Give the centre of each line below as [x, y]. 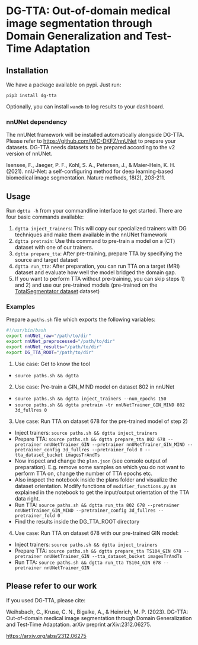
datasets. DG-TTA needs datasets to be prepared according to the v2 [91, 147]
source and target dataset [46, 260]
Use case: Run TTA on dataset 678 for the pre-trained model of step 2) [101, 421]
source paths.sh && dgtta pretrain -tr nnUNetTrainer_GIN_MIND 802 [100, 405]
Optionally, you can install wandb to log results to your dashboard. [85, 107]
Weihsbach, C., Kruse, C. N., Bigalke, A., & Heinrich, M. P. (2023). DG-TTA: [97, 612]
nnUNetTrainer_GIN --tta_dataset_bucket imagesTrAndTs [113, 556]
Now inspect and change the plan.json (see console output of [91, 461]
